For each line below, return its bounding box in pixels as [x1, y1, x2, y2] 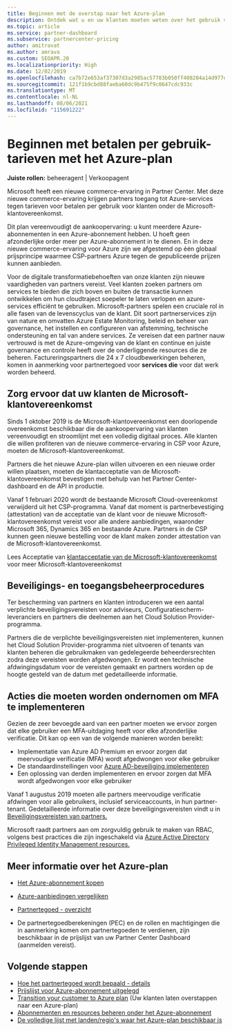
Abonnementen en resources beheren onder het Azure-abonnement [17, 1008, 212, 1016]
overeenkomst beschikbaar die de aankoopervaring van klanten [7, 424, 188, 432]
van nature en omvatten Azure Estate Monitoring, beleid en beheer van [7, 316, 209, 325]
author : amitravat [7, 42, 60, 49]
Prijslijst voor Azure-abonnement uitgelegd [17, 986, 139, 994]
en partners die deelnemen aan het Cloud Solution [43, 613, 187, 622]
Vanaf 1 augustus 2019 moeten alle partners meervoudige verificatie [7, 790, 202, 798]
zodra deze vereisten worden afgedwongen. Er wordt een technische [7, 655, 204, 664]
